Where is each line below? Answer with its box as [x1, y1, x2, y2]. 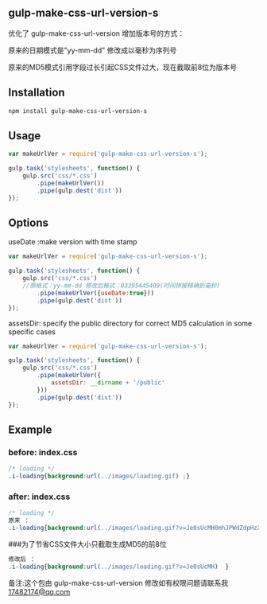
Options [8, 216, 49, 229]
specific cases [8, 326, 56, 337]
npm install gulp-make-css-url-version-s [8, 107, 148, 115]
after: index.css [8, 491, 71, 502]
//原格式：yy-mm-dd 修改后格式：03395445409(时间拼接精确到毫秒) [22, 282, 221, 290]
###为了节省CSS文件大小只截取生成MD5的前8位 [8, 539, 167, 548]
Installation [8, 86, 65, 99]
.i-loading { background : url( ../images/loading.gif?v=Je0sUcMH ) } [8, 563, 229, 571]
